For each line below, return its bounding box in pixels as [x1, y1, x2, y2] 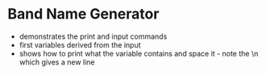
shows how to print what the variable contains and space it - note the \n [19, 48, 259, 58]
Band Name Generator [7, 5, 160, 23]
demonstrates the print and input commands [19, 31, 168, 41]
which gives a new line [19, 57, 95, 67]
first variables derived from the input [19, 40, 141, 49]
